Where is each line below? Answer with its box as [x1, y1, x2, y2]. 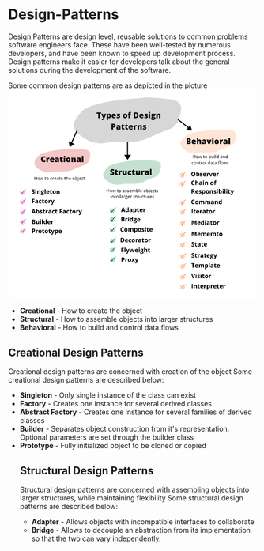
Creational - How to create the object [19, 306, 143, 315]
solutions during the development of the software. [8, 65, 172, 74]
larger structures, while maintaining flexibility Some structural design [19, 493, 243, 503]
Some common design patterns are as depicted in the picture [8, 81, 208, 90]
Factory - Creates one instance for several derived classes [19, 399, 212, 409]
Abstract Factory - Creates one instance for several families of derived [19, 407, 253, 417]
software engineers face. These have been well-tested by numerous [8, 40, 231, 49]
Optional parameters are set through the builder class [19, 432, 194, 442]
